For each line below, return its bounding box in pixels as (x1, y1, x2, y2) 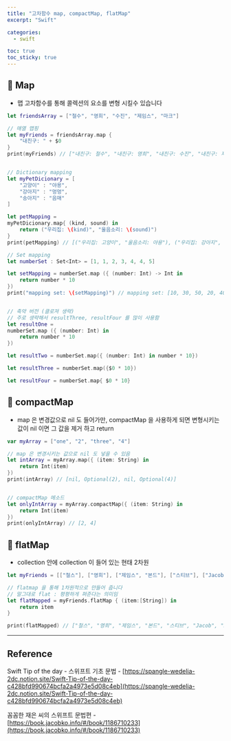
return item (19, 603, 54, 610)
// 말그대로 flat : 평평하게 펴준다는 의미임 (7, 590, 118, 598)
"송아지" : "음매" (19, 194, 65, 202)
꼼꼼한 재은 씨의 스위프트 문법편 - (7, 711, 96, 719)
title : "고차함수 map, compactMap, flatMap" (7, 10, 131, 17)
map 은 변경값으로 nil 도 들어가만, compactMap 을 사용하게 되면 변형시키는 (16, 415, 220, 424)
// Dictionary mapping (7, 169, 72, 176)
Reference (7, 648, 53, 660)
